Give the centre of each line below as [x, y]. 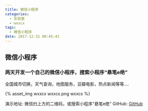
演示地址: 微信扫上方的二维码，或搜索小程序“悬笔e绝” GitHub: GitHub [74, 103]
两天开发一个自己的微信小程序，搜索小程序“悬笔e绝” [66, 72]
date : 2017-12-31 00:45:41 [32, 37]
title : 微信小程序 [22, 9]
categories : [17, 14]
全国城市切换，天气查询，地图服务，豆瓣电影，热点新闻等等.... [67, 84]
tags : [10, 28]
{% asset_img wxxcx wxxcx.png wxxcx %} [48, 94]
